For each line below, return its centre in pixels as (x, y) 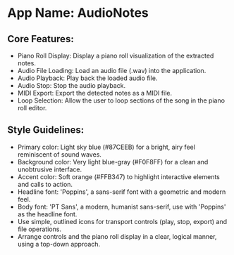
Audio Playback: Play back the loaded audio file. (87, 78)
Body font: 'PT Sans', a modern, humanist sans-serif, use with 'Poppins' (122, 207)
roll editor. (32, 108)
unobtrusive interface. (50, 169)
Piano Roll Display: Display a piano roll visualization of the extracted (116, 55)
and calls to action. (45, 184)
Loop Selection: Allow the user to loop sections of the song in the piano (121, 100)
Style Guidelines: (46, 130)
